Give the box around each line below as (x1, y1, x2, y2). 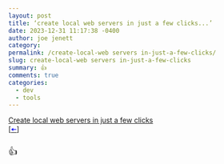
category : (8, 42, 42, 50)
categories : (8, 78, 48, 86)
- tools (15, 94, 42, 102)
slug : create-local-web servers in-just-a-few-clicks (8, 57, 192, 65)
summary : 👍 (8, 64, 47, 72)
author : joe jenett (8, 34, 74, 42)
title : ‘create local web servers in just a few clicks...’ (8, 19, 214, 27)
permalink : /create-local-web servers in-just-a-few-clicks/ (8, 49, 217, 57)
